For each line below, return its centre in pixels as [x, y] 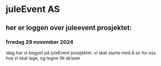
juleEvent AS [33, 9]
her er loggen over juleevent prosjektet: [69, 28]
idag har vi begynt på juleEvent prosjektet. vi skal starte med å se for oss [81, 52]
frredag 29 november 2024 [40, 42]
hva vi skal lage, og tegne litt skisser [43, 58]
